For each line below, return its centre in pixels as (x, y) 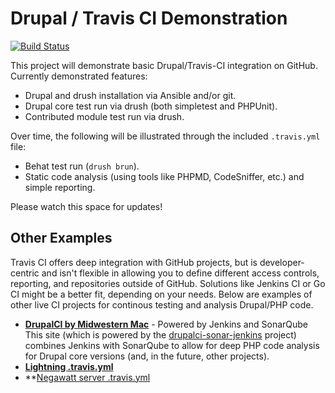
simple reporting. (60, 187)
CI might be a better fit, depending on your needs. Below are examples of (161, 294)
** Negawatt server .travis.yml (87, 377)
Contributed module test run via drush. (104, 116)
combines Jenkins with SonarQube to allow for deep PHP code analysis (172, 345)
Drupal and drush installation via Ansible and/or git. (130, 95)
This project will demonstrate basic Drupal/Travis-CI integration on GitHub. (164, 65)
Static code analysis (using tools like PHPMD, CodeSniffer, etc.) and (164, 176)
